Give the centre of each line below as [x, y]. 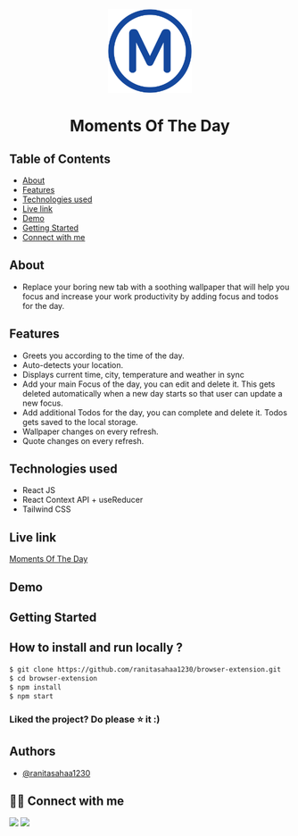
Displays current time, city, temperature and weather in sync [133, 374]
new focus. [43, 403]
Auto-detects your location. [73, 364]
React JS [39, 490]
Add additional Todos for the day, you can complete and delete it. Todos [155, 412]
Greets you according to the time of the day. [103, 355]
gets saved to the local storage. [80, 422]
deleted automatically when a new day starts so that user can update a [152, 393]
